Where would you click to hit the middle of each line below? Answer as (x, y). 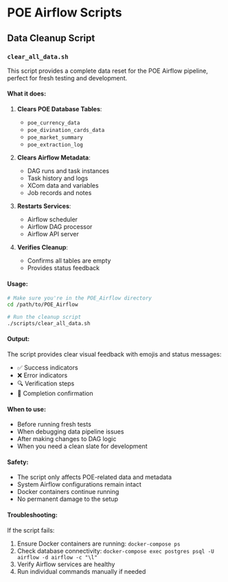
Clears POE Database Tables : (59, 109)
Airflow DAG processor (60, 227)
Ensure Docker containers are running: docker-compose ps (99, 544)
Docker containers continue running (68, 492)
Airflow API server (53, 234)
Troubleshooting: (33, 515)
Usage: (18, 284)
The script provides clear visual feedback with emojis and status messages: (114, 354)
